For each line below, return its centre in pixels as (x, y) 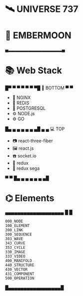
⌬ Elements (30, 198)
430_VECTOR (16, 269)
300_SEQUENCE (19, 234)
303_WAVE (14, 239)
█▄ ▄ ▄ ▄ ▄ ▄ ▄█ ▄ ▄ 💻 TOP (35, 129)
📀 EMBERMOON (38, 36)
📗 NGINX (21, 98)
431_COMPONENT (20, 274)
